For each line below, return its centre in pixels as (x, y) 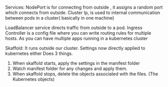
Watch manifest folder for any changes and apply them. (70, 68)
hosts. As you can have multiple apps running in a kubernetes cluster (76, 38)
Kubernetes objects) (34, 79)
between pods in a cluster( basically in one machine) (60, 18)
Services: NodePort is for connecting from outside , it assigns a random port (84, 7)
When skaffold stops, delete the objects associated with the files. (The (85, 74)
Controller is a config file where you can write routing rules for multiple (78, 33)
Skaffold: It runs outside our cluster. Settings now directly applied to (75, 48)
